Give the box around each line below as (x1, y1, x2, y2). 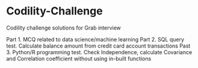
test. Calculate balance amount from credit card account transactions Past (6, 42, 191, 49)
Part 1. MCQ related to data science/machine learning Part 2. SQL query (6, 36, 185, 43)
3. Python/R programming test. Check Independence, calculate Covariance (6, 48, 193, 55)
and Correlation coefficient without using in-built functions (6, 55, 152, 62)
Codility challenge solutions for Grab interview (6, 24, 122, 31)
